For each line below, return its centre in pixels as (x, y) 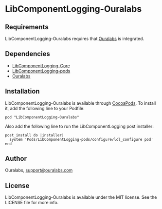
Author (16, 159)
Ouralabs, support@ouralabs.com (39, 170)
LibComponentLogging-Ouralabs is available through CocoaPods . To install (81, 103)
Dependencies (27, 54)
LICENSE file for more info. (32, 203)
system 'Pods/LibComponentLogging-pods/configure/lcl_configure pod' (81, 139)
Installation (22, 91)
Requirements (27, 27)
